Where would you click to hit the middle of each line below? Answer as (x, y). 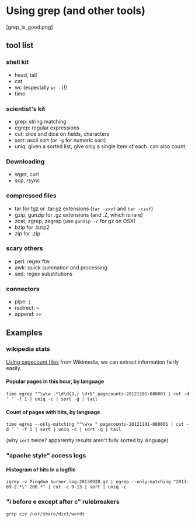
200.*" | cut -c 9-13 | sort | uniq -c (78, 487)
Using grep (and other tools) (76, 11)
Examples (24, 332)
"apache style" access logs (46, 456)
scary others (25, 248)
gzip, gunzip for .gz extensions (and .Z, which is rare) (79, 214)
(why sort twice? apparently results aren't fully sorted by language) (88, 440)
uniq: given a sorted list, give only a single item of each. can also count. (100, 146)
